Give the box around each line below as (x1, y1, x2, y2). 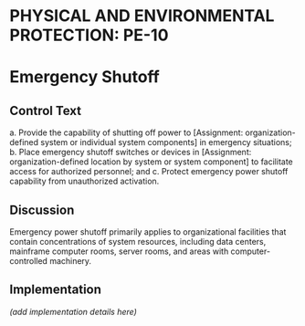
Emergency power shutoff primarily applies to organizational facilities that (9, 226, 287, 237)
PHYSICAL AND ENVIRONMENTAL (9, 5, 275, 26)
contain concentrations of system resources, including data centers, (9, 237, 267, 247)
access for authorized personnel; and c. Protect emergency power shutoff (9, 166, 289, 177)
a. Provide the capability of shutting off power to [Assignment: (9, 127, 244, 138)
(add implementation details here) (9, 306, 137, 317)
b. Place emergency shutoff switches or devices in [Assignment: (9, 147, 252, 158)
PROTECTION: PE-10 (9, 25, 169, 46)
